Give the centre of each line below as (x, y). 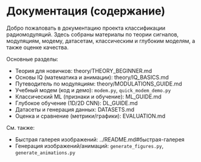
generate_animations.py (45, 153)
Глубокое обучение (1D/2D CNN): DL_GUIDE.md (76, 103)
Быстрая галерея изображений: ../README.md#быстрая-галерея (100, 139)
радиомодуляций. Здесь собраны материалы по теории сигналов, (93, 34)
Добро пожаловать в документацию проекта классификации (86, 28)
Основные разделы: (32, 59)
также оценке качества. (37, 47)
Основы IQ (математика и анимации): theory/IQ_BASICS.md (92, 77)
